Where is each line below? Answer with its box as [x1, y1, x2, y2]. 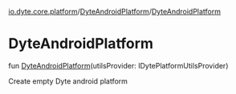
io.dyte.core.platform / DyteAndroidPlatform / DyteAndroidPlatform [8, 7, 221, 16]
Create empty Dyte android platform [8, 76, 128, 86]
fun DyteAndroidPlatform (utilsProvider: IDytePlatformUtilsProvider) [8, 61, 229, 70]
